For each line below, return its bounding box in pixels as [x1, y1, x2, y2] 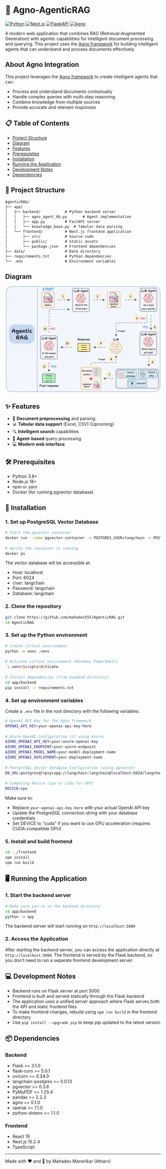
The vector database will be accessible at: [5, 560, 91, 566]
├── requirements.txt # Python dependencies [5, 254, 112, 259]
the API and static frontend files [12, 1003, 77, 1009]
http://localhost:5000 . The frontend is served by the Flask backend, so [5, 952, 153, 958]
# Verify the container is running [5, 546, 79, 551]
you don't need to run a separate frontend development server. [5, 957, 133, 963]
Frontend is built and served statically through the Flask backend [12, 993, 145, 999]
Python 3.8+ [12, 473, 38, 479]
